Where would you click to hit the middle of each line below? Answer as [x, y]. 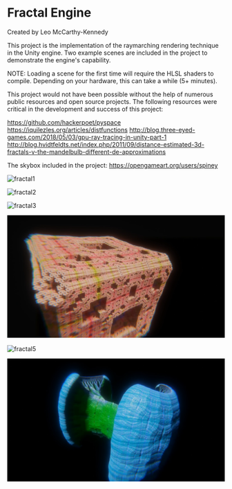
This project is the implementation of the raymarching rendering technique [113, 45]
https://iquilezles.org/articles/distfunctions [67, 130]
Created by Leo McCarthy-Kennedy [58, 32]
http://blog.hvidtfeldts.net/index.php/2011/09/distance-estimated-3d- [106, 144]
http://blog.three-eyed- [162, 130]
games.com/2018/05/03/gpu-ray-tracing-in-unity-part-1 [87, 137]
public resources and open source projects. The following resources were [112, 101]
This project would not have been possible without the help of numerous [110, 94]
